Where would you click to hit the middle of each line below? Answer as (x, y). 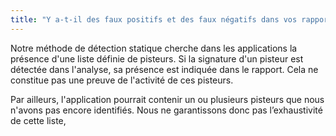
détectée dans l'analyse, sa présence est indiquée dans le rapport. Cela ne (164, 69)
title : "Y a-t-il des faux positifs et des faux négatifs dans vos (154, 19)
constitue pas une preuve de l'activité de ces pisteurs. (122, 80)
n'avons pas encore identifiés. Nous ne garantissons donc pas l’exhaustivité (166, 110)
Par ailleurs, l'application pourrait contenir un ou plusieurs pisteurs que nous (167, 99)
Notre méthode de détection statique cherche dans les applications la (154, 48)
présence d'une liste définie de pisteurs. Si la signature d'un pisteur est (157, 58)
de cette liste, (38, 120)
